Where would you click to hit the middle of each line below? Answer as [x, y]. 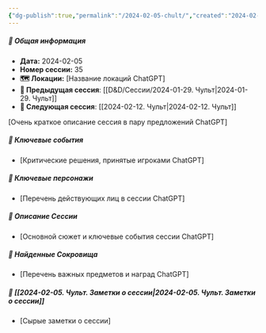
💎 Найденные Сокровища [53, 255]
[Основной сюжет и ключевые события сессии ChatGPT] [117, 236]
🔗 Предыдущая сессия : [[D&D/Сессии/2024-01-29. [106, 90]
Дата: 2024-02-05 [51, 61]
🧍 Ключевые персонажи [51, 178]
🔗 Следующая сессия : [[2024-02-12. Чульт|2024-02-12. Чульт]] [128, 106]
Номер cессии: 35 [51, 69]
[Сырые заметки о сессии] [65, 321]
